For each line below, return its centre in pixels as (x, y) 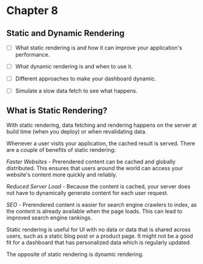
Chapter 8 (32, 11)
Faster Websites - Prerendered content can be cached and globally (91, 162)
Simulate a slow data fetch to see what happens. (76, 91)
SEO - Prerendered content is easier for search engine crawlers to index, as (102, 205)
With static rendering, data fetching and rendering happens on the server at (102, 125)
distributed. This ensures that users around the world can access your (95, 168)
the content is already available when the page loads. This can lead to (94, 212)
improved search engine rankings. (49, 218)
